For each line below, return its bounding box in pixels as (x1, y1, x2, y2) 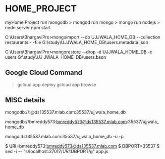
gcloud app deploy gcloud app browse (17, 81, 97, 87)
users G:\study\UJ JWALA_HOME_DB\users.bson (5, 54, 107, 60)
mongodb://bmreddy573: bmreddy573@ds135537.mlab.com (5, 119, 127, 124)
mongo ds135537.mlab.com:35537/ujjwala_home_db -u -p (5, 133, 124, 139)
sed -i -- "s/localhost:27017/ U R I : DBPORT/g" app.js (5, 148, 109, 154)
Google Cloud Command (5, 69, 83, 77)
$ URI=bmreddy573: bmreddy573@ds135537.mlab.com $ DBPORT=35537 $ (5, 143, 160, 149)
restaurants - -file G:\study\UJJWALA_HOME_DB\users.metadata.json (5, 39, 149, 45)
